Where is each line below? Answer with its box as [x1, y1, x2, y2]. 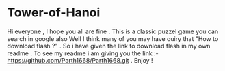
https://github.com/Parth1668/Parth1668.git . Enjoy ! [7, 56, 153, 64]
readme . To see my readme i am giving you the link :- [7, 49, 159, 57]
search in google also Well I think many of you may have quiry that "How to [7, 34, 219, 42]
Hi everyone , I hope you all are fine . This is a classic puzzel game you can [7, 27, 219, 35]
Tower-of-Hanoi [7, 5, 101, 20]
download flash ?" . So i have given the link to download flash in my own [7, 42, 211, 50]
